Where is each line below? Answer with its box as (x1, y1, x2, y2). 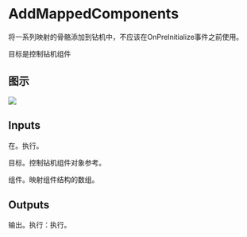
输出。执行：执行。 (8, 220, 71, 230)
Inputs (8, 118, 41, 132)
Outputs (8, 198, 50, 212)
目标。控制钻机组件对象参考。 (8, 157, 106, 167)
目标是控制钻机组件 (8, 49, 71, 58)
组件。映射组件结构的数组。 (8, 174, 99, 184)
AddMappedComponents (8, 5, 179, 23)
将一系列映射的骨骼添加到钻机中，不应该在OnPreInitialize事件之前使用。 (8, 32, 244, 41)
